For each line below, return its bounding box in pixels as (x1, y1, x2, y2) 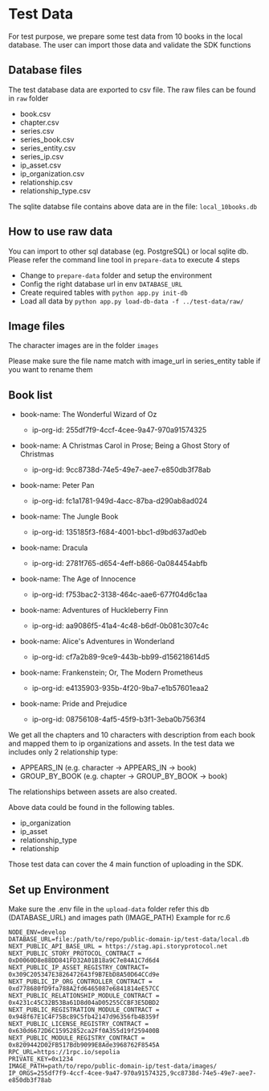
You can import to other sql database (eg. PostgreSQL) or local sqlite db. (8, 246, 249, 256)
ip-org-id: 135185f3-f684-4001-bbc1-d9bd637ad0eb (31, 527, 207, 537)
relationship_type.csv (19, 186, 91, 196)
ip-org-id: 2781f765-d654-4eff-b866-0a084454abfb (31, 559, 208, 568)
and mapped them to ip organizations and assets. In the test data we (8, 738, 235, 749)
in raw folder (8, 93, 49, 103)
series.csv (19, 126, 55, 135)
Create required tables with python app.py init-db (19, 287, 188, 297)
